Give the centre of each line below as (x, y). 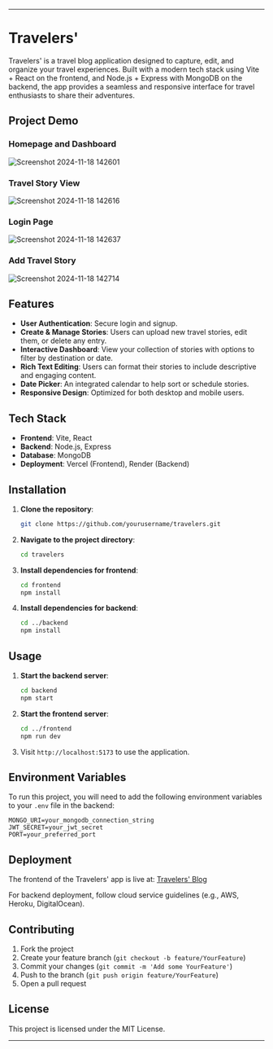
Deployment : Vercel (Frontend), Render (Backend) (105, 464)
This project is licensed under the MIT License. (87, 1029)
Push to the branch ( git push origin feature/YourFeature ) (119, 975)
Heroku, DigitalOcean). (47, 904)
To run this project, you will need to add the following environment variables (135, 797)
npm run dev (40, 736)
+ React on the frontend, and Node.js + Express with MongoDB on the (126, 77)
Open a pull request (53, 983)
